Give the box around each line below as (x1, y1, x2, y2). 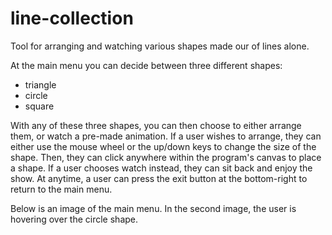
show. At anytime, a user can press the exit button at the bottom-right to (10, 172, 308, 184)
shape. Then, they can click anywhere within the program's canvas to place (10, 151, 322, 163)
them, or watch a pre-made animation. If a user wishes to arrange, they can (10, 130, 322, 142)
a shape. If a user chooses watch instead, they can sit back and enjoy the (10, 162, 313, 174)
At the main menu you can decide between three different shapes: (10, 59, 283, 71)
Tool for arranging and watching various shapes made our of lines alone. (10, 40, 310, 52)
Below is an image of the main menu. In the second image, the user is (10, 202, 297, 214)
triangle (24, 78, 57, 91)
